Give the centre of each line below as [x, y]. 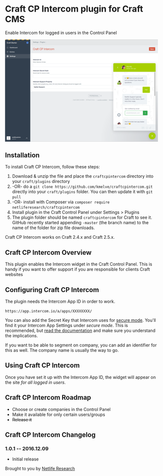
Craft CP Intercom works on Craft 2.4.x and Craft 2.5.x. [60, 237]
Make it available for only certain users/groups [58, 414]
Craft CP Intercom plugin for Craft [74, 9]
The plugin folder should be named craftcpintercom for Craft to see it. [82, 217]
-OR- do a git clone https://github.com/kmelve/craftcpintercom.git [82, 187]
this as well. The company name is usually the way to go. [62, 350]
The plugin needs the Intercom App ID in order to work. [60, 301]
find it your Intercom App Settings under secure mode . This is [66, 326]
